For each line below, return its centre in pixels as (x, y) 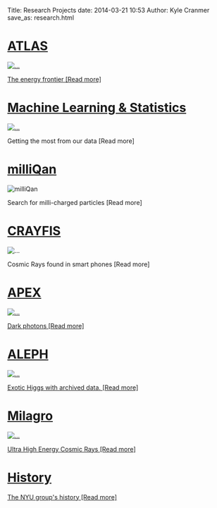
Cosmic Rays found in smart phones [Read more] (79, 264)
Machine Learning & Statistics (97, 108)
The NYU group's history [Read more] (62, 497)
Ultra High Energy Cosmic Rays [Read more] (72, 449)
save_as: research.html (41, 18)
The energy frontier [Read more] (55, 79)
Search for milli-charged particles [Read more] (75, 202)
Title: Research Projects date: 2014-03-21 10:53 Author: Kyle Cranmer (108, 10)
